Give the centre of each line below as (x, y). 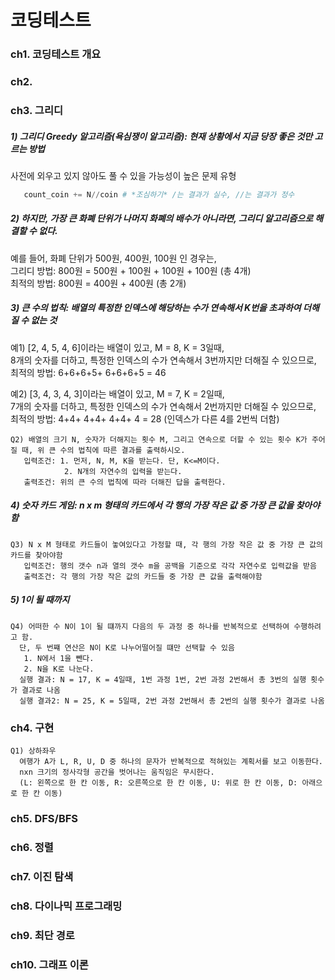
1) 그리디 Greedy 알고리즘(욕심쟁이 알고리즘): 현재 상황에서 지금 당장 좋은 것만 (161, 136)
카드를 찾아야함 (36, 555)
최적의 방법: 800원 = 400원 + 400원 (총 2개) (98, 283)
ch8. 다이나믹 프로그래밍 (66, 906)
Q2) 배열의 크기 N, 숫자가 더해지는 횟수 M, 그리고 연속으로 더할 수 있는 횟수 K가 (159, 439)
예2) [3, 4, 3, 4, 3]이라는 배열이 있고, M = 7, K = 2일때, (117, 393)
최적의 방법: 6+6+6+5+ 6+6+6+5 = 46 (88, 372)
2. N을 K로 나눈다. (59, 669)
